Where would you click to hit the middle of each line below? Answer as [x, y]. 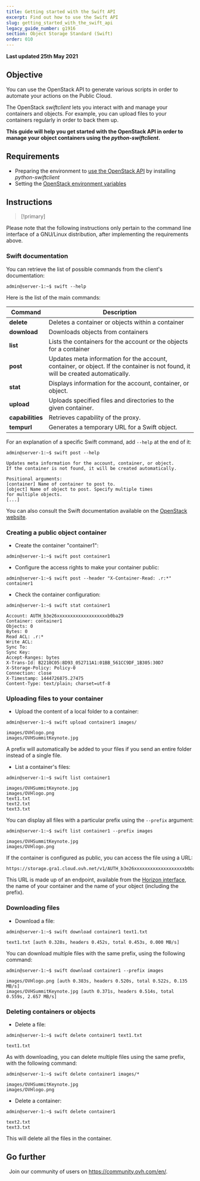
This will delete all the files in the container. [59, 1138]
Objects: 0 [20, 627]
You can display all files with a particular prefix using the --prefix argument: [100, 820]
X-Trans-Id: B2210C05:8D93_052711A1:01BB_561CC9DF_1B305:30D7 [85, 663]
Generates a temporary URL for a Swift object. [113, 427]
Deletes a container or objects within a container [116, 322]
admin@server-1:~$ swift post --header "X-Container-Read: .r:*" [89, 578]
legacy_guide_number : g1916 [41, 28]
